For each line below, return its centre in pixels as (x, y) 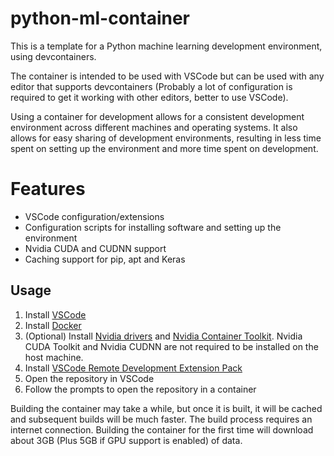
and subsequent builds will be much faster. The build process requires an (161, 419)
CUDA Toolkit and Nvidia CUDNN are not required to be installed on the (171, 346)
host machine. (54, 357)
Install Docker (53, 325)
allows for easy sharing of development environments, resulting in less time (166, 138)
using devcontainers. (53, 56)
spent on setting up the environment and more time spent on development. (164, 148)
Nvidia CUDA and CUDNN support (95, 248)
